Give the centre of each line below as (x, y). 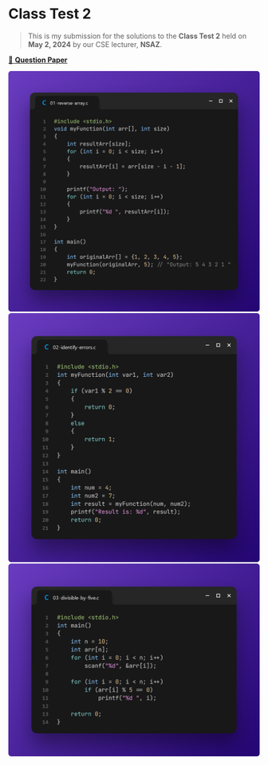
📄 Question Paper (38, 60)
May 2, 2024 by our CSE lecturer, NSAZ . (95, 44)
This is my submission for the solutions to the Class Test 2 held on (137, 36)
